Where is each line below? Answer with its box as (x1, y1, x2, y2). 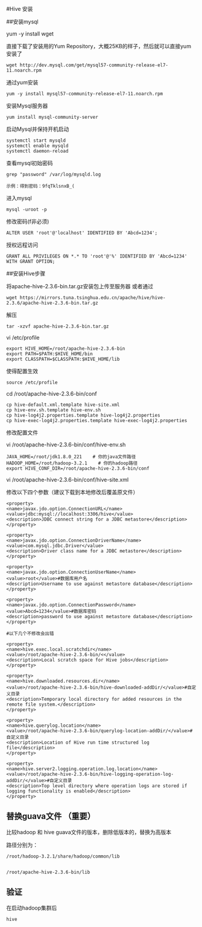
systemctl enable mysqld (6, 143, 69, 149)
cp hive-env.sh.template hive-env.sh (6, 407, 101, 413)
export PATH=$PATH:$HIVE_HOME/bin (6, 351, 93, 357)
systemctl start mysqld (6, 138, 66, 144)
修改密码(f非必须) (6, 218, 49, 225)
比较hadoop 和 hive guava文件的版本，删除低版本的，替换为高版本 (6, 828, 172, 835)
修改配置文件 (6, 429, 38, 436)
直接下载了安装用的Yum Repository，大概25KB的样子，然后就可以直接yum (6, 43, 192, 49)
